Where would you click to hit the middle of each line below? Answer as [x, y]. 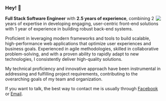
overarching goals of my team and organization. [54, 79]
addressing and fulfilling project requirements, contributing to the [71, 74]
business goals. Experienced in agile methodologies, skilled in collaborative [82, 49]
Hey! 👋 [13, 8]
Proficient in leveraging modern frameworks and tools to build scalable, [78, 38]
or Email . [14, 94]
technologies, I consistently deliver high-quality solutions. [64, 59]
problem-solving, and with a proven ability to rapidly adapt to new [72, 54]
